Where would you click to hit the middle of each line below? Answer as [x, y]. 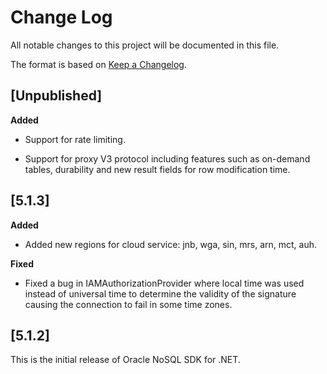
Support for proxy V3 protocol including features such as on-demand [167, 158]
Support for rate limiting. [75, 139]
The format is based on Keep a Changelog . [98, 64]
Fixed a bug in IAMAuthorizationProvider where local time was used [164, 283]
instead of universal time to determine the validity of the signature [160, 293]
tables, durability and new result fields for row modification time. [157, 169]
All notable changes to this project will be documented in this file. [145, 45]
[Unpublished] [56, 96]
